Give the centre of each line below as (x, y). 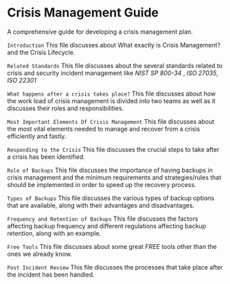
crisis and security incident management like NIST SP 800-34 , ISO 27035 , (113, 73)
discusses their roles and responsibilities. (66, 108)
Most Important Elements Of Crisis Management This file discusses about (111, 121)
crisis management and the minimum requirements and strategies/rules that (114, 177)
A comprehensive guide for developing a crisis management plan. (100, 32)
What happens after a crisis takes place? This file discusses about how (112, 94)
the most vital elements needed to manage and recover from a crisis (104, 129)
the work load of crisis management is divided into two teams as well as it (112, 100)
